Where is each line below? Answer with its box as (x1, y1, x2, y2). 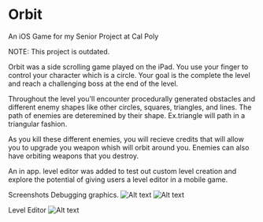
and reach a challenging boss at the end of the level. (8, 79, 179, 88)
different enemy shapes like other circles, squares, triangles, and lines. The (8, 102, 252, 112)
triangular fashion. (8, 119, 68, 128)
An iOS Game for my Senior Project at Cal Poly (8, 31, 159, 41)
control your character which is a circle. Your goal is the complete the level (8, 70, 250, 80)
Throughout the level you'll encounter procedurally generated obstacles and (8, 94, 256, 103)
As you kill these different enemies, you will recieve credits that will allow (8, 134, 244, 143)
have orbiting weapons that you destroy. (8, 151, 139, 161)
